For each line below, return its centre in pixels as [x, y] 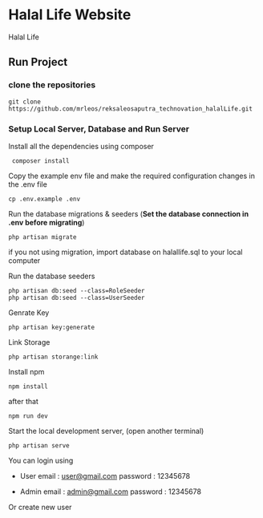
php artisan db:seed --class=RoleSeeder [77, 290]
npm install [28, 386]
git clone [25, 102]
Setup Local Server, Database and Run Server [99, 128]
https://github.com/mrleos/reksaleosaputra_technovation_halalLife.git [130, 109]
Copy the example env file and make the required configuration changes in [131, 176]
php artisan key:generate [51, 327]
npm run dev [28, 416]
